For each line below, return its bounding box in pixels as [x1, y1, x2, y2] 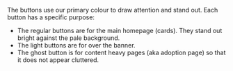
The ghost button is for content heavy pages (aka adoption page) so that [17, 48, 226, 57]
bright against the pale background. [17, 34, 120, 42]
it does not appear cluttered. [17, 56, 99, 64]
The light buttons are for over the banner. [17, 41, 136, 49]
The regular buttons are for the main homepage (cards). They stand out [17, 27, 223, 34]
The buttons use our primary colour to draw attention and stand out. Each [7, 6, 218, 14]
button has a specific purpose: [7, 13, 95, 21]
